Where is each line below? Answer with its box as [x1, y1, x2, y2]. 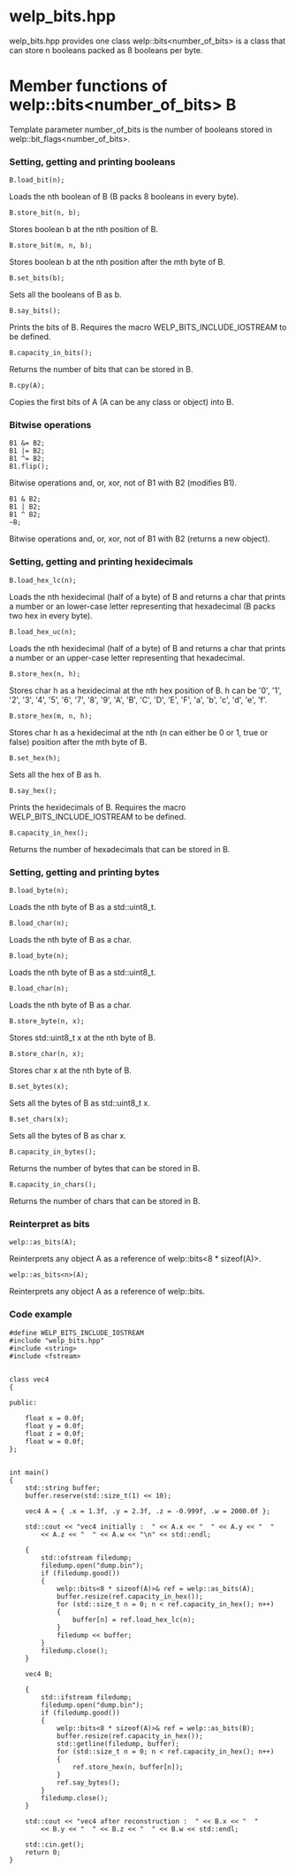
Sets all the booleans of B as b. [9, 290, 122, 300]
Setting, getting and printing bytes [9, 866, 161, 878]
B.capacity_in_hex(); [9, 828, 89, 837]
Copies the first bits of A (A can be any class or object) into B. [9, 397, 234, 408]
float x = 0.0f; [25, 1413, 86, 1423]
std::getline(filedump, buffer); [56, 1739, 179, 1748]
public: [9, 1398, 38, 1407]
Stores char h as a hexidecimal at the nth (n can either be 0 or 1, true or [9, 727, 268, 737]
